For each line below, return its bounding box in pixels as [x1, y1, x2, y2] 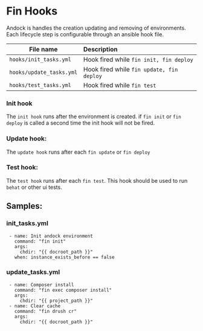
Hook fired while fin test [83, 80, 156, 89]
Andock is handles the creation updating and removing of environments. [6, 24, 186, 31]
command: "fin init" [14, 238, 66, 244]
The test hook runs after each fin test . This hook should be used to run [6, 177, 188, 184]
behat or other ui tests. [6, 183, 62, 191]
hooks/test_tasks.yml [9, 82, 71, 88]
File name [29, 45, 58, 53]
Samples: [6, 201, 43, 211]
